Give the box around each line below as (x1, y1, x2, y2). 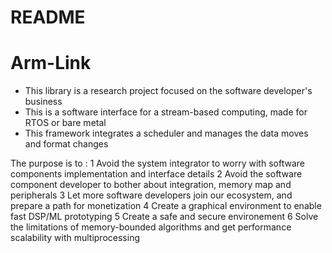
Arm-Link (10, 52, 92, 75)
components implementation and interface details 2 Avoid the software (10, 168, 303, 180)
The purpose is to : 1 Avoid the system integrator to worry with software (10, 157, 305, 170)
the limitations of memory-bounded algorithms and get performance (10, 221, 292, 233)
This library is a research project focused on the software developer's (24, 85, 313, 97)
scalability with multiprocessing (10, 232, 140, 244)
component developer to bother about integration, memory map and (10, 179, 292, 191)
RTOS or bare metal (24, 117, 107, 129)
